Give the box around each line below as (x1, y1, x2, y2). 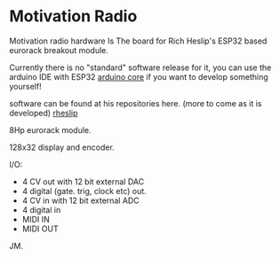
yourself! (9, 81, 42, 91)
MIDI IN (21, 214, 51, 224)
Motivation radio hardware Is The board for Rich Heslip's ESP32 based (9, 35, 268, 46)
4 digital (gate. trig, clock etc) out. (21, 185, 147, 196)
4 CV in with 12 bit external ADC (21, 195, 140, 206)
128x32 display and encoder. (9, 142, 116, 152)
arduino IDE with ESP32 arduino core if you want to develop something (9, 71, 268, 82)
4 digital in (21, 204, 61, 215)
